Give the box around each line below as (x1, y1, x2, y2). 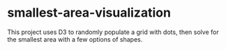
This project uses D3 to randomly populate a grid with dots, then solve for (7, 28, 219, 36)
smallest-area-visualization (7, 5, 171, 21)
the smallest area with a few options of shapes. (7, 35, 143, 43)
